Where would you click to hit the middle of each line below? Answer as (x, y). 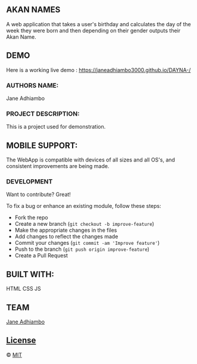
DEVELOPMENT (29, 181)
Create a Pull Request (41, 256)
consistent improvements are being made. (58, 166)
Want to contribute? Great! (39, 195)
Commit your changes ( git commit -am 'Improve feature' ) (87, 243)
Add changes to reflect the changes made (66, 237)
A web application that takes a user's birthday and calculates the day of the (99, 24)
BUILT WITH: (30, 274)
